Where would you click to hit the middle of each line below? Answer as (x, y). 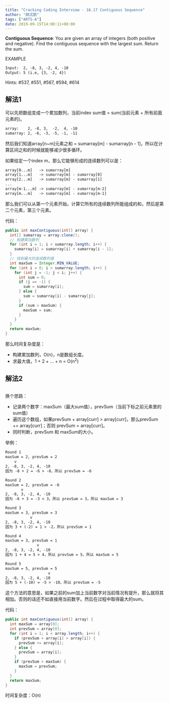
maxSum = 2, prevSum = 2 (31, 457)
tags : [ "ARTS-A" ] (23, 19)
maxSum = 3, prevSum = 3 (31, 513)
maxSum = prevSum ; (38, 667)
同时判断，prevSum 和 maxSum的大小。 (54, 432)
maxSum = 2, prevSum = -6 (32, 485)
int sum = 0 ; (32, 277)
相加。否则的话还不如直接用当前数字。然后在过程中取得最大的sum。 (76, 599)
